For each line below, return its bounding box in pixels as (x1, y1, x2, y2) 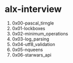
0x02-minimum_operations (12, 30, 68, 36)
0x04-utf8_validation (12, 41, 55, 47)
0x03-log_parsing (12, 36, 49, 42)
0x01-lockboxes (12, 25, 46, 31)
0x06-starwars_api (12, 51, 51, 58)
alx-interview (5, 3, 62, 15)
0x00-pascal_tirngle (12, 20, 54, 26)
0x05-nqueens (12, 46, 43, 52)
